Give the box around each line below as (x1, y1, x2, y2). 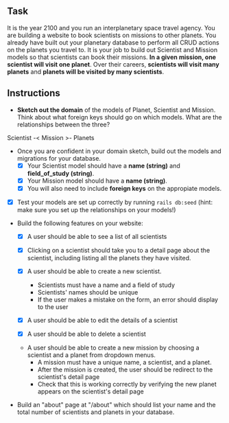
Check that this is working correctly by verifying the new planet (37, 380, 217, 389)
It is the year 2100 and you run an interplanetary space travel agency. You (7, 23, 216, 32)
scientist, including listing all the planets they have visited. (27, 254, 191, 262)
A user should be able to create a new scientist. (27, 267, 162, 275)
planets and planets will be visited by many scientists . (7, 67, 165, 76)
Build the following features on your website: (16, 219, 143, 227)
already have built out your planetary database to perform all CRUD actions (7, 38, 219, 47)
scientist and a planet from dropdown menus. (27, 351, 156, 359)
